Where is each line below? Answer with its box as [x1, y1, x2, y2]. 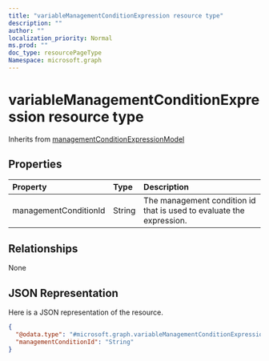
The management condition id [143, 195, 256, 206]
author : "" [8, 26, 45, 34]
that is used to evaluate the [143, 205, 246, 216]
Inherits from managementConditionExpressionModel [8, 134, 185, 144]
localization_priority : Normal [8, 34, 113, 42]
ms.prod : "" [8, 42, 48, 50]
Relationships [8, 242, 78, 256]
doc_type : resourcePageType [8, 49, 102, 57]
